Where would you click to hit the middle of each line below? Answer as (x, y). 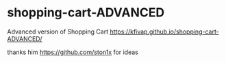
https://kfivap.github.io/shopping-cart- (164, 32)
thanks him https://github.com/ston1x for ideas (73, 52)
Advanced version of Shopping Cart (58, 32)
